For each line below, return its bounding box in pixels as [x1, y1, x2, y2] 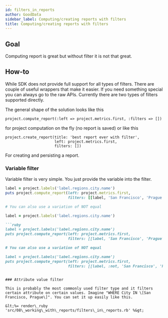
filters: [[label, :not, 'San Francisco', [67, 263, 157, 268]
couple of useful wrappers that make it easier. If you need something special [5, 86, 163, 92]
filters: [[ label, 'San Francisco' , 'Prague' [67, 195, 164, 200]
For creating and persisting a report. [5, 152, 79, 158]
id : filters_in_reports [5, 7, 55, 13]
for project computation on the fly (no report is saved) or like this [5, 125, 138, 131]
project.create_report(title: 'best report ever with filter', [5, 135, 140, 140]
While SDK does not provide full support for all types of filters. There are [5, 81, 154, 87]
